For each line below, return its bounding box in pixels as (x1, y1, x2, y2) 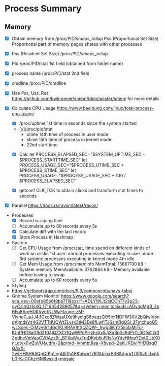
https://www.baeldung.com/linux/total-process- (57, 105, 154, 111)
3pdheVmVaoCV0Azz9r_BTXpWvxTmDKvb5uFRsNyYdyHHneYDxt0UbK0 (11, 335, 160, 341)
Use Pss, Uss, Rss (11, 90, 49, 96)
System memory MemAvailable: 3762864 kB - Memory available (19, 266, 150, 272)
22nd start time (26, 141, 58, 148)
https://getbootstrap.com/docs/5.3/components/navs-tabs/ (11, 288, 132, 294)
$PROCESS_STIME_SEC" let (19, 167, 76, 173)
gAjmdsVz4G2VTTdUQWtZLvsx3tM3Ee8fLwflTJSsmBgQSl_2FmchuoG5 (11, 319, 158, 325)
